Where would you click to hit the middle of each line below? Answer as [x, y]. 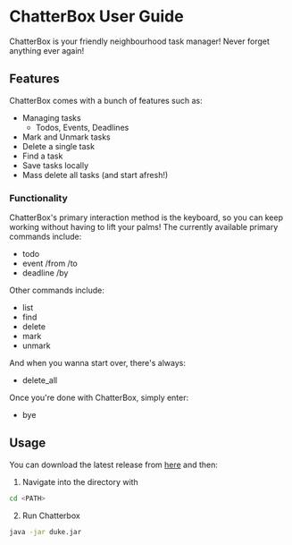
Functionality [39, 198]
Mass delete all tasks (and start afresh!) [95, 175]
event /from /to [50, 264]
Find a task [42, 156]
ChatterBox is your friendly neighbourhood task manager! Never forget [139, 41]
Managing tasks [52, 117]
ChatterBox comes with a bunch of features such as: [106, 100]
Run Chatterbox [51, 515]
